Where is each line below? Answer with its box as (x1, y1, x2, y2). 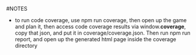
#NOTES (6, 5, 28, 12)
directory (14, 42, 38, 49)
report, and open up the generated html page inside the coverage (14, 36, 176, 42)
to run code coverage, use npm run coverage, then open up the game (14, 17, 187, 23)
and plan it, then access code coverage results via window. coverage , (14, 23, 186, 30)
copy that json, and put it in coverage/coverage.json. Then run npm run (14, 29, 191, 36)
